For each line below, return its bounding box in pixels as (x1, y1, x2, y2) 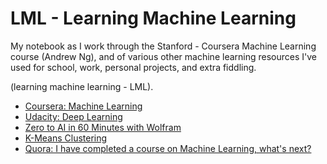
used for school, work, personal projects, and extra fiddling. (10, 61, 257, 73)
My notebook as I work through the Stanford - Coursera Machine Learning (10, 40, 317, 52)
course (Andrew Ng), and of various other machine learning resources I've (10, 50, 317, 62)
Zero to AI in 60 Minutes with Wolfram (24, 121, 182, 133)
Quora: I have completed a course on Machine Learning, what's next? (24, 142, 312, 154)
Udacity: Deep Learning (24, 110, 123, 122)
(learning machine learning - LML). (10, 80, 154, 92)
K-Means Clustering (24, 132, 108, 144)
